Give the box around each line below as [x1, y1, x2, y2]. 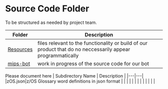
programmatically [37, 52, 79, 59]
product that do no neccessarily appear [37, 46, 130, 53]
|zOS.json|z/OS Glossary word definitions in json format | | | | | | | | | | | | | [5, 78, 155, 84]
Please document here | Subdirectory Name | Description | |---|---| [5, 73, 143, 79]
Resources [7, 46, 33, 53]
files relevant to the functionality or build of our [37, 39, 148, 46]
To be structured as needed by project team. [5, 19, 97, 25]
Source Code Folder [5, 3, 89, 14]
